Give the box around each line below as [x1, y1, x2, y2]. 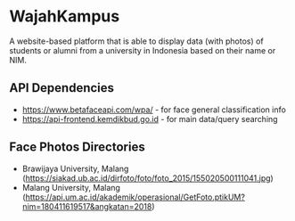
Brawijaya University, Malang [21, 163, 129, 174]
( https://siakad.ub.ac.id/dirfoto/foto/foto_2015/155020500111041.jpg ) [21, 172, 274, 184]
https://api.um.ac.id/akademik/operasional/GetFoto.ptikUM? [25, 192, 245, 202]
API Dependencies [9, 80, 114, 95]
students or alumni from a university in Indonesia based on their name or [9, 45, 276, 55]
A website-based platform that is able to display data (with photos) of [9, 36, 265, 46]
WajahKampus [9, 6, 120, 27]
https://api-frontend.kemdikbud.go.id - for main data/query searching [21, 113, 278, 124]
